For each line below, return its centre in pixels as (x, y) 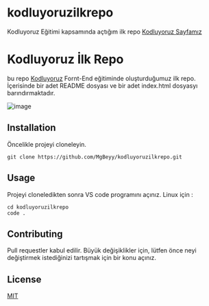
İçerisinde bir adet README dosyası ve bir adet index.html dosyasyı (102, 85)
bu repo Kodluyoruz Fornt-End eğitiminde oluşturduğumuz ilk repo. (102, 78)
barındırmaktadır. (31, 93)
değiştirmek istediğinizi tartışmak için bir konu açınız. (82, 258)
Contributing (35, 234)
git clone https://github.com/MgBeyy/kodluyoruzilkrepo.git (95, 157)
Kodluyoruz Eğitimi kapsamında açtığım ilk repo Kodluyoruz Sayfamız (104, 32)
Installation (32, 128)
